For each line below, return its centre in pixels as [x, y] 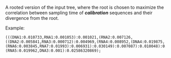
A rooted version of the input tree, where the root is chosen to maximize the [85, 7]
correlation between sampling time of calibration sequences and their [79, 13]
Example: [15, 28]
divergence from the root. [32, 18]
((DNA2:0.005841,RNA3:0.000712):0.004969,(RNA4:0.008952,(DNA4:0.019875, [85, 42]
